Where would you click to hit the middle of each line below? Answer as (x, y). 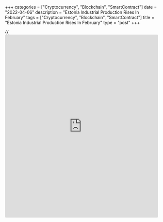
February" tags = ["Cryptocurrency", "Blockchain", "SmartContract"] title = (80, 17)
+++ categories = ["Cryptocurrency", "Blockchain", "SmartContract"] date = (81, 7)
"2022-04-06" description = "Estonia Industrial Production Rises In (72, 12)
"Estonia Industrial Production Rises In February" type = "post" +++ (73, 22)
